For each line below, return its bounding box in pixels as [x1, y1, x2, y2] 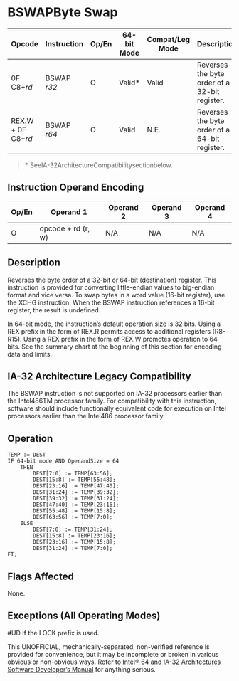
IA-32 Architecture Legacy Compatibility [7, 370, 191, 382]
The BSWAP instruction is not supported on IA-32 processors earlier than [7, 389, 223, 398]
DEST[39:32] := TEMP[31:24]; [33, 495, 119, 502]
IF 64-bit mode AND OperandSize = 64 [7, 458, 119, 465]
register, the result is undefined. [7, 305, 101, 314]
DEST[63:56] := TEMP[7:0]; [33, 514, 113, 521]
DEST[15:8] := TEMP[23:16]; [33, 532, 116, 539]
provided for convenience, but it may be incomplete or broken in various [7, 650, 219, 658]
